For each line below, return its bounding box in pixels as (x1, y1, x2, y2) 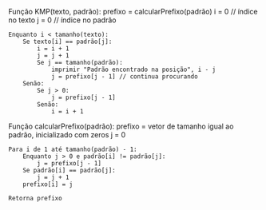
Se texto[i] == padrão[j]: (22, 38, 113, 46)
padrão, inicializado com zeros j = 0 (8, 130, 126, 139)
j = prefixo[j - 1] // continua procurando (50, 73, 198, 81)
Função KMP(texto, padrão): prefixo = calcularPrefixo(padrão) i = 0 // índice (8, 7, 258, 16)
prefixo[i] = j (22, 180, 73, 188)
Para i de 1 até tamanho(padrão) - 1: (8, 145, 137, 153)
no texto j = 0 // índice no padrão (8, 15, 117, 25)
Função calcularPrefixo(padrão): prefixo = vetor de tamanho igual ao (8, 121, 234, 131)
